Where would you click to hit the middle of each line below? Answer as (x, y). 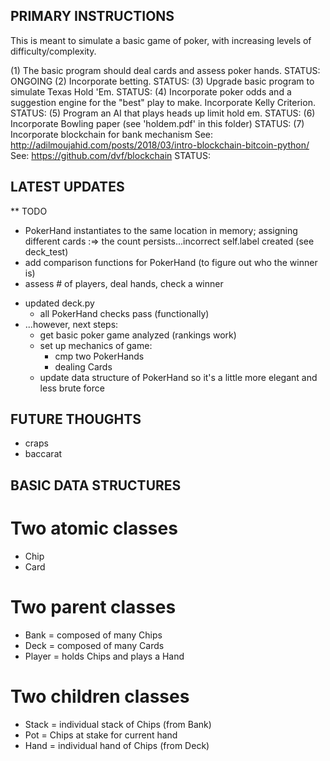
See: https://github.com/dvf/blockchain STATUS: (110, 155)
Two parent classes (93, 606)
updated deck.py (59, 303)
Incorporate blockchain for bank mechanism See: (112, 134)
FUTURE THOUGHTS (76, 419)
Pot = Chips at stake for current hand (101, 735)
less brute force (72, 388)
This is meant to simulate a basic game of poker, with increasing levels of (161, 40)
